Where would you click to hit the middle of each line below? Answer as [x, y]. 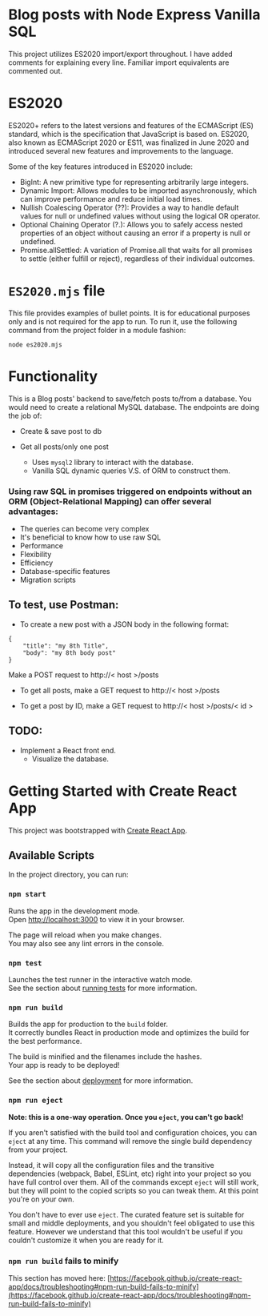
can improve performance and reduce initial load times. [111, 199]
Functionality [53, 376]
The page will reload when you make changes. [85, 935]
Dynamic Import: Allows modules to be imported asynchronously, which [138, 191]
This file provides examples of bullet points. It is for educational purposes [129, 313]
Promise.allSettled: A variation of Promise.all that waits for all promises [136, 250]
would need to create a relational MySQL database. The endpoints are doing [134, 407]
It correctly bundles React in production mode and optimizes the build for [129, 1033]
